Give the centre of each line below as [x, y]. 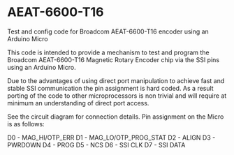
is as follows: [26, 124]
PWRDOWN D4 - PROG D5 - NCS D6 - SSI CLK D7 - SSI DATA [96, 145]
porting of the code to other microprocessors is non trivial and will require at [117, 96]
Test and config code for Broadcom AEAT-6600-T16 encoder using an [108, 31]
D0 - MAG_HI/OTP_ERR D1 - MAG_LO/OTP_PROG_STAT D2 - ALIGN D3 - [111, 138]
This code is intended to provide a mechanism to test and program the [108, 52]
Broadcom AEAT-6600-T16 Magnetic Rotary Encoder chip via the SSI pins [114, 59]
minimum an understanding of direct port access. [78, 103]
